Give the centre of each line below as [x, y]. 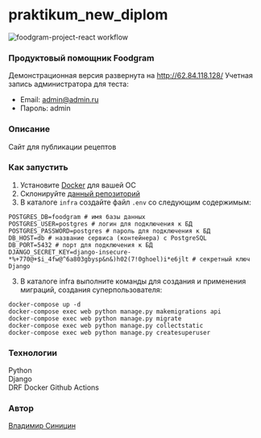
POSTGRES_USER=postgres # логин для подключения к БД [101, 224]
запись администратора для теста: [68, 84]
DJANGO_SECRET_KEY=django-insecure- [70, 252]
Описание [29, 129]
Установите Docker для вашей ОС [78, 185]
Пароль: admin [45, 108]
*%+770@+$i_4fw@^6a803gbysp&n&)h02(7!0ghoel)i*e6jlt [99, 259]
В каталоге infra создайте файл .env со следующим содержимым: [135, 202]
